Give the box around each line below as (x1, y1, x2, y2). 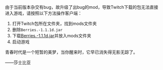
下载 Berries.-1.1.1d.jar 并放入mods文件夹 (12, 33, 91, 38)
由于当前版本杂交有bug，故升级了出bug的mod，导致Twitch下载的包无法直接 (5, 4, 159, 10)
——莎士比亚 (5, 60, 31, 65)
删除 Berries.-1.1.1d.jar (12, 27, 62, 33)
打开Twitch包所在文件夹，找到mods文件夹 (12, 21, 97, 26)
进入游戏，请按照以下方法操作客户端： (5, 10, 82, 16)
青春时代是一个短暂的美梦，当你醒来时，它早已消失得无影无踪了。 (5, 49, 138, 55)
